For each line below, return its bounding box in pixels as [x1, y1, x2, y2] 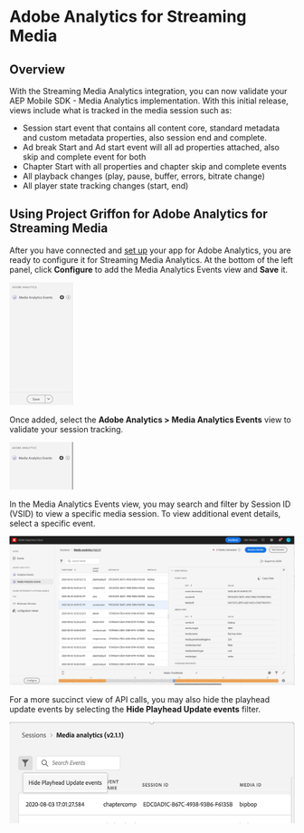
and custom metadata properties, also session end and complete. [22, 132, 267, 142]
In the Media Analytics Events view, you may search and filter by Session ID [9, 499, 291, 509]
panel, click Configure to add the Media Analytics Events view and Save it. [9, 264, 288, 275]
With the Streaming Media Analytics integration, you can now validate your [9, 86, 288, 96]
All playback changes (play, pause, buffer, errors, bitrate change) [22, 170, 265, 181]
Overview [9, 62, 66, 77]
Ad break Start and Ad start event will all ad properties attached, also [22, 142, 280, 152]
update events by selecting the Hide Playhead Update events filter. [9, 704, 261, 715]
